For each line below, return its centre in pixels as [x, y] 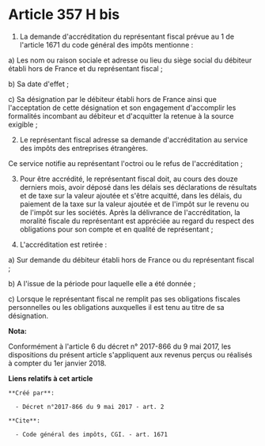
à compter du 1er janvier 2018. [57, 363]
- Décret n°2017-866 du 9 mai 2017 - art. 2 [90, 406]
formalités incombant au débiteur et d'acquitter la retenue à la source [121, 115]
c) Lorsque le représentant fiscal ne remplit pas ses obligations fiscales [125, 299]
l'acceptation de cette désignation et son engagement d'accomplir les [122, 108]
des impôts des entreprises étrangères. [84, 148]
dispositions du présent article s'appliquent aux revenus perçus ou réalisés [131, 354]
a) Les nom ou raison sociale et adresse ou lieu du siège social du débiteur [130, 60]
